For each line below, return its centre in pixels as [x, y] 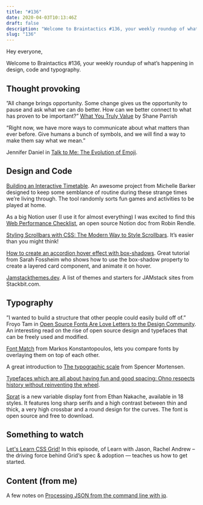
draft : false [23, 23]
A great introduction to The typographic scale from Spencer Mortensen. [96, 367]
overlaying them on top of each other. [53, 355]
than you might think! [33, 241]
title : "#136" [24, 12]
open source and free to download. [50, 416]
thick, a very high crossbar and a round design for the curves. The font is [97, 409]
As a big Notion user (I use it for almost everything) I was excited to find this [101, 217]
